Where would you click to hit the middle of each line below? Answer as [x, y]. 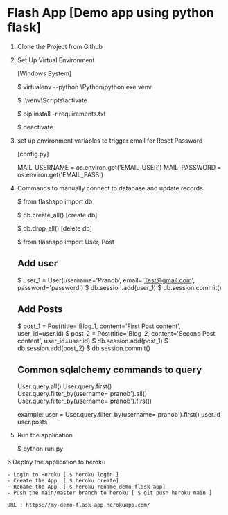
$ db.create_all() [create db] [57, 215]
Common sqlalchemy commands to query [109, 369]
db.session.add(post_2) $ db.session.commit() [84, 348]
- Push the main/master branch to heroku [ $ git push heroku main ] [110, 493]
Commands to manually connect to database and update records [110, 188]
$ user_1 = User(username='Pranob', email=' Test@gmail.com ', [106, 280]
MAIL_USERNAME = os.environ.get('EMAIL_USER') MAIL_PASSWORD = [119, 167]
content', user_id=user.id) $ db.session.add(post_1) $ [93, 341]
